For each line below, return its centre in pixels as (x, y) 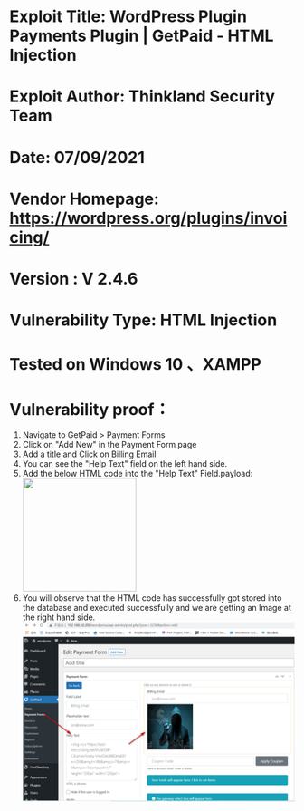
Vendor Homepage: (85, 199)
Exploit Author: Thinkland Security (142, 97)
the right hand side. (59, 617)
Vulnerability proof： (90, 409)
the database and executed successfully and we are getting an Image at (157, 608)
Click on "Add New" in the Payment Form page (109, 445)
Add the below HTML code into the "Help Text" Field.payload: (138, 474)
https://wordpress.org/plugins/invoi (148, 218)
